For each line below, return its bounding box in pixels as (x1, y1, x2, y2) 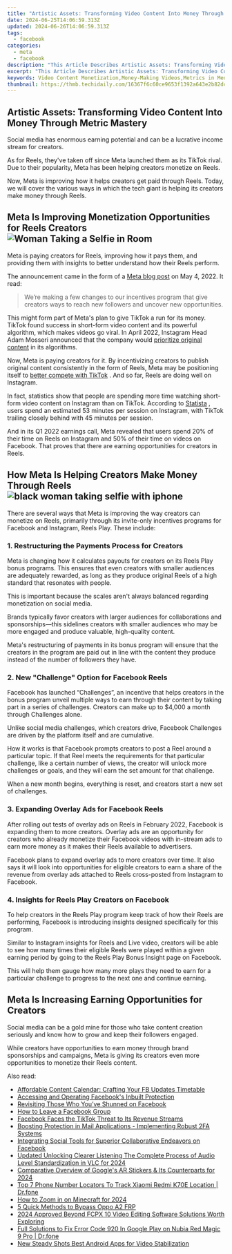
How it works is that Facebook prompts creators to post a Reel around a (7, 744, 212, 753)
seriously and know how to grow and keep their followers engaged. (7, 1030, 199, 1039)
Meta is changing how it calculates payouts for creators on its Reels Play (7, 557, 213, 565)
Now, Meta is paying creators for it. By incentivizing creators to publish (7, 356, 209, 365)
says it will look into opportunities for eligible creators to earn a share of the (7, 862, 222, 871)
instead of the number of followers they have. (7, 655, 137, 664)
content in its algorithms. (7, 343, 78, 351)
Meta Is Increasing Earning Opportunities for (7, 994, 203, 1005)
